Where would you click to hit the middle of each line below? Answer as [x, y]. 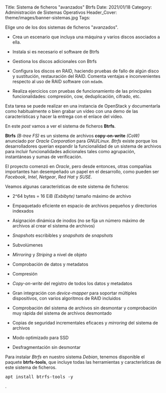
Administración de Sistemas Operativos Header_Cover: [61, 12]
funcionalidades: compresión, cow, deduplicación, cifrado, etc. [77, 96]
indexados [23, 211]
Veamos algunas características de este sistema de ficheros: [67, 186]
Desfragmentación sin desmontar [46, 347]
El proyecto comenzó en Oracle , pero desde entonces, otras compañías [79, 166]
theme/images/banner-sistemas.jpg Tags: [48, 18]
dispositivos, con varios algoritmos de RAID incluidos [66, 298]
